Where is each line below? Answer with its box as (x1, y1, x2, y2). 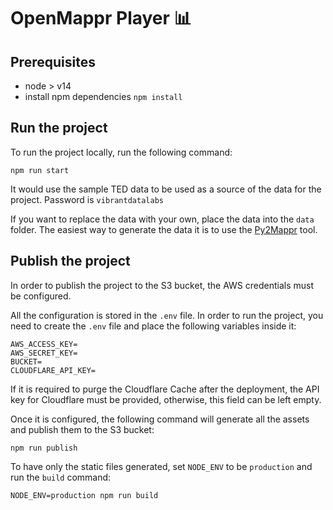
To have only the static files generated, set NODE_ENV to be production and (10, 460, 313, 472)
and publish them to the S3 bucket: (10, 423, 155, 435)
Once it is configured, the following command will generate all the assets (10, 413, 310, 425)
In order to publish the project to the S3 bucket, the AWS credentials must (10, 279, 314, 291)
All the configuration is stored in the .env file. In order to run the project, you (10, 309, 324, 321)
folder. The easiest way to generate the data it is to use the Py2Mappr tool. (10, 223, 318, 235)
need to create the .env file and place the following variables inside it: (10, 320, 297, 332)
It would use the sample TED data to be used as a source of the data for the (10, 183, 322, 195)
